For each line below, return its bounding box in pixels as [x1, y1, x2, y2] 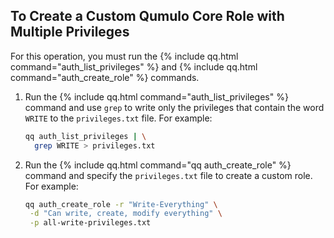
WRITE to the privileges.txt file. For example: [24, 112, 213, 124]
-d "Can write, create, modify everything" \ [29, 209, 223, 219]
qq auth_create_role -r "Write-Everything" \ [24, 199, 218, 209]
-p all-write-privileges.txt [29, 218, 152, 228]
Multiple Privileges [10, 24, 130, 41]
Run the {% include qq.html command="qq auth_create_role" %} [24, 159, 292, 171]
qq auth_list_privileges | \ [24, 131, 147, 141]
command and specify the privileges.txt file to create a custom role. [24, 169, 313, 181]
